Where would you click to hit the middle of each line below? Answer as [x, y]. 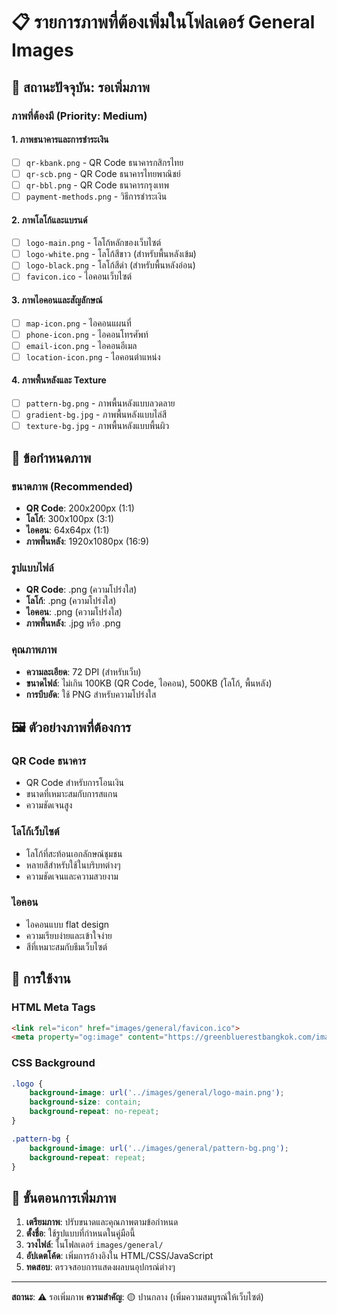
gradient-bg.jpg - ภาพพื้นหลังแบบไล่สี [96, 415]
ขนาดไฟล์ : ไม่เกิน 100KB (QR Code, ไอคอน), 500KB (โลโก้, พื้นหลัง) [149, 683]
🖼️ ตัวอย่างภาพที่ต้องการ [71, 727]
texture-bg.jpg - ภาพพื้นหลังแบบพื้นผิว [97, 426]
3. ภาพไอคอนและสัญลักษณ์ [57, 300]
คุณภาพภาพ [34, 650]
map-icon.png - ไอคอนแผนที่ [78, 323]
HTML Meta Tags [53, 1007]
